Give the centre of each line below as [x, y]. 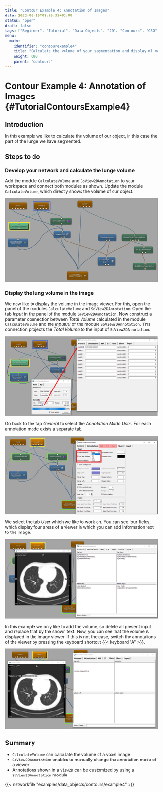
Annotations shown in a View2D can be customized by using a [73, 770]
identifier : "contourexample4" [45, 46]
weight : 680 [26, 56]
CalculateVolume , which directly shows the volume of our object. [69, 191]
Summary [20, 743]
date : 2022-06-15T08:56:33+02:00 [39, 15]
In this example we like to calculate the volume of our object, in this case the [81, 136]
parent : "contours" [33, 61]
